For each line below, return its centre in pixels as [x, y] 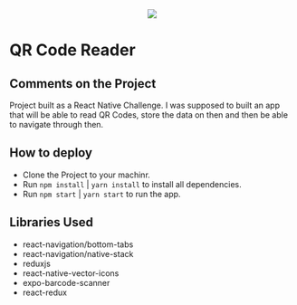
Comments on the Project [83, 84]
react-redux [45, 292]
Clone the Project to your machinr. [86, 175]
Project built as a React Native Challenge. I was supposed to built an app [145, 105]
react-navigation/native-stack [78, 253]
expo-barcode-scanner [66, 282]
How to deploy [51, 153]
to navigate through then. [57, 124]
